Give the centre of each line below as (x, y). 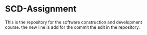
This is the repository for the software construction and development (74, 22)
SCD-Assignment (41, 9)
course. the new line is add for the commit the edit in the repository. (73, 27)
